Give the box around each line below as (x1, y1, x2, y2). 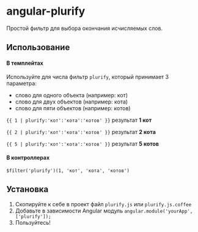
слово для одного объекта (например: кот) (15, 91, 128, 99)
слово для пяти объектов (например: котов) (15, 104, 131, 111)
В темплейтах (6, 59, 44, 67)
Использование (6, 42, 70, 53)
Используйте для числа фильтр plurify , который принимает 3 (6, 73, 169, 80)
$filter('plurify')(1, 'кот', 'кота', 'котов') (6, 167, 130, 174)
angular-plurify (6, 4, 86, 18)
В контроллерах (6, 154, 50, 162)
